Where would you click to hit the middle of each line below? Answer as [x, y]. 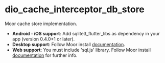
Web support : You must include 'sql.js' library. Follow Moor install [81, 50]
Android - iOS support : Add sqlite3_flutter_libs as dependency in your [86, 33]
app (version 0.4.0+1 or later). [43, 39]
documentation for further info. [45, 55]
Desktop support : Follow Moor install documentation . [69, 44]
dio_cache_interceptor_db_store [75, 9]
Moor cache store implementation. [41, 24]
